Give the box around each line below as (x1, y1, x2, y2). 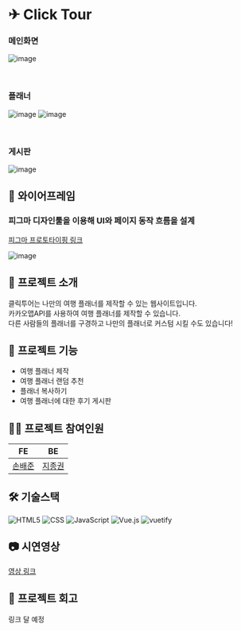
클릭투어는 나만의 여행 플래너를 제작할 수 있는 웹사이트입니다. (8, 298, 197, 308)
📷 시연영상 (8, 540, 60, 554)
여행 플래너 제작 (19, 366, 69, 376)
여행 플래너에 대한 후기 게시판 (19, 396, 111, 406)
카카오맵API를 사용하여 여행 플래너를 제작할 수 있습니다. (8, 308, 181, 318)
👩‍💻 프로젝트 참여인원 (8, 421, 105, 435)
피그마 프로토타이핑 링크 (8, 234, 84, 244)
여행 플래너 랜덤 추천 (19, 376, 84, 386)
